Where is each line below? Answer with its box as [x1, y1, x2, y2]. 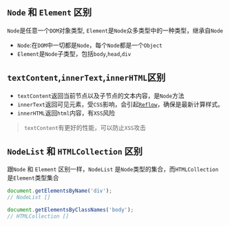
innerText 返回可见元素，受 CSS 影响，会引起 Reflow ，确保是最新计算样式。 [17, 100, 224, 109]
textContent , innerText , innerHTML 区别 [7, 72, 166, 84]
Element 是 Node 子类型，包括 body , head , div [17, 49, 132, 57]
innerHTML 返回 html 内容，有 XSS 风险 [17, 109, 116, 117]
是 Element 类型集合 [7, 173, 60, 182]
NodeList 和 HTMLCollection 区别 [7, 146, 143, 158]
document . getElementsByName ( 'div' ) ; [7, 187, 112, 195]
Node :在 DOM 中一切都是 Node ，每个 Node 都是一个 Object [17, 41, 163, 49]
